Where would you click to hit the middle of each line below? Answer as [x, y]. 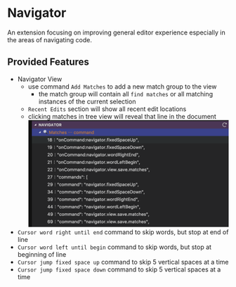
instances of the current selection [87, 101]
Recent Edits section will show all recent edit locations [107, 109]
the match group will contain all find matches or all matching [125, 94]
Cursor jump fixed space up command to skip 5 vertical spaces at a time [123, 262]
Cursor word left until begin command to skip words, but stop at [114, 247]
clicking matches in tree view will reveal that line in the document [122, 116]
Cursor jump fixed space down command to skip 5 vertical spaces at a [119, 269]
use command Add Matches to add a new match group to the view [122, 87]
